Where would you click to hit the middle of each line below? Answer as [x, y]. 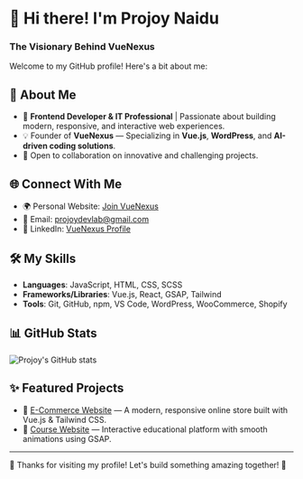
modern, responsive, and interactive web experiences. [124, 127]
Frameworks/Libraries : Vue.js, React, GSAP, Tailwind [122, 294]
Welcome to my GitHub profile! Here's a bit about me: [109, 66]
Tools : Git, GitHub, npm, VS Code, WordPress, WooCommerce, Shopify [155, 304]
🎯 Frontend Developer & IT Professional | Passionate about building [149, 117]
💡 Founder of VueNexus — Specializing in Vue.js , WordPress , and [147, 136]
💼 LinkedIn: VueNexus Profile [76, 229]
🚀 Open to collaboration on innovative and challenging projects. [140, 155]
